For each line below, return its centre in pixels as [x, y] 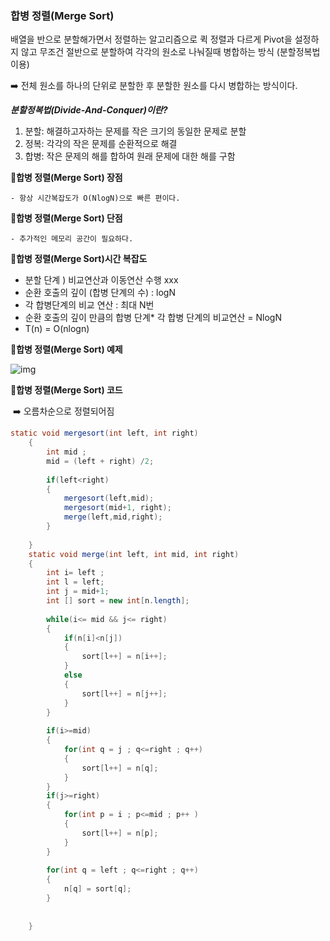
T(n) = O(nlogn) [57, 329]
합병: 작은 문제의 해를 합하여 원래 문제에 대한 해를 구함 [130, 156]
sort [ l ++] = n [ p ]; [120, 833]
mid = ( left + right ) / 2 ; [100, 461]
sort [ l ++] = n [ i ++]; [124, 657]
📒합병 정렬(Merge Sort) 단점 [66, 218]
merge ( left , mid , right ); [113, 517]
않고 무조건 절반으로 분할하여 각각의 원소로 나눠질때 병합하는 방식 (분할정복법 [170, 52]
